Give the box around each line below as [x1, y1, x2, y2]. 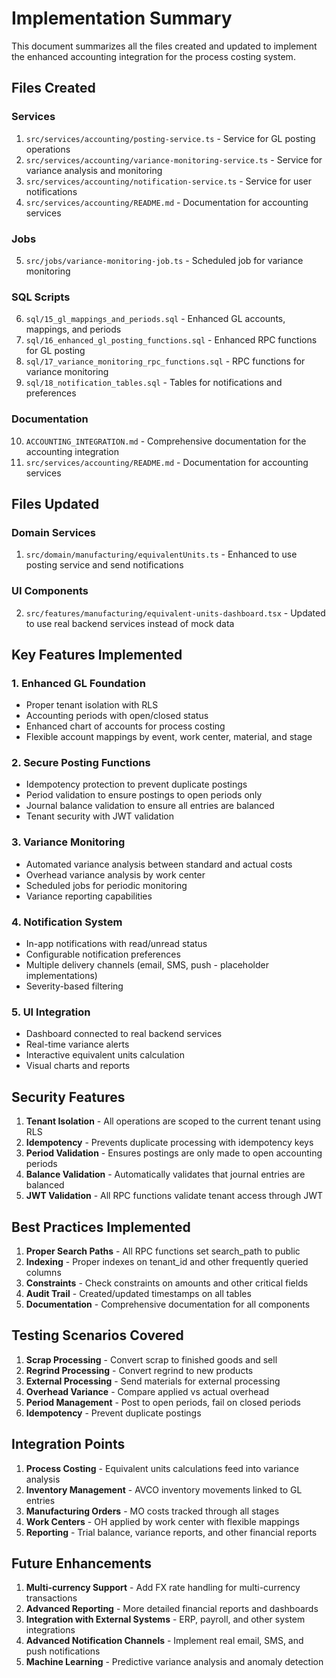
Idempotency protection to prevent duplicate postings [25, 778, 248, 791]
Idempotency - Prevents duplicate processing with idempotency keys [25, 1137, 314, 1149]
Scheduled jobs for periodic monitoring [25, 879, 188, 891]
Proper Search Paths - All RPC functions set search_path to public [25, 1245, 301, 1257]
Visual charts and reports [25, 1060, 131, 1072]
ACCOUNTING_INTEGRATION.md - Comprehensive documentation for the [25, 435, 307, 447]
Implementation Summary [11, 7, 233, 30]
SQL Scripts [11, 290, 71, 304]
